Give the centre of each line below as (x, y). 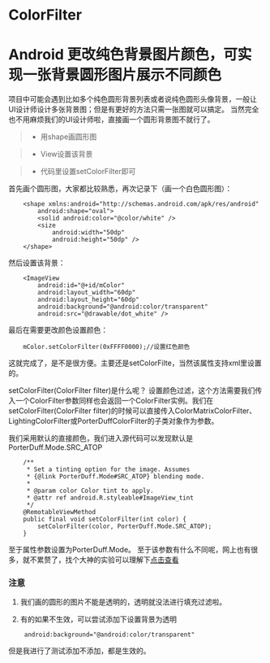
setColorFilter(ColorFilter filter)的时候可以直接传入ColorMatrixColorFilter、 (133, 411)
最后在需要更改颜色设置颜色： (58, 330)
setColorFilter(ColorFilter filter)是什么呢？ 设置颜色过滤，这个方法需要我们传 (135, 390)
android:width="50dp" (88, 233)
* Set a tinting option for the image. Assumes (108, 469)
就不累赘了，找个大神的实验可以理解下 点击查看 (101, 560)
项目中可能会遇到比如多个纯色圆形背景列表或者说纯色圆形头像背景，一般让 (133, 99)
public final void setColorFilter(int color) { (105, 519)
